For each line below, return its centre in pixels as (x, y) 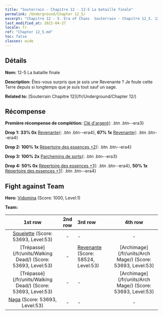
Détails (16, 61)
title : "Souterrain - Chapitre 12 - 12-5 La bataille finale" (69, 9)
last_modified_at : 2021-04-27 (36, 23)
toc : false (16, 37)
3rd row (87, 222)
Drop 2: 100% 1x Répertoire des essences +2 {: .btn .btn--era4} (68, 147)
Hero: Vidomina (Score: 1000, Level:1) (43, 198)
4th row (134, 222)
